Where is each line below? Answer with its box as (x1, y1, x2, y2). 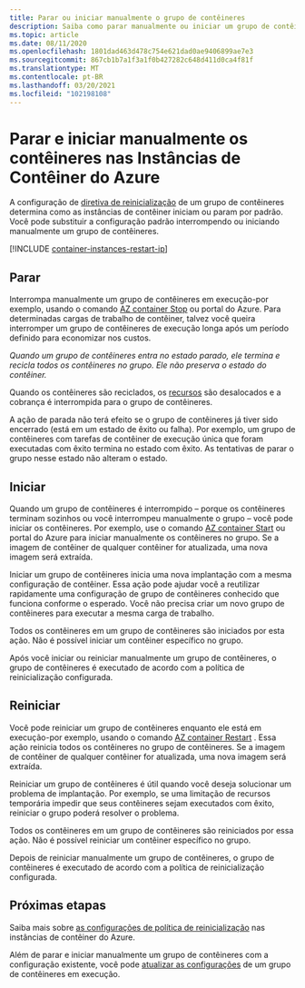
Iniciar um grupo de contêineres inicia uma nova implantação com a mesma (9, 569, 292, 580)
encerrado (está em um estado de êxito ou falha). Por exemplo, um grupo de (9, 424, 296, 435)
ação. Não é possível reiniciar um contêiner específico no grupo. (9, 835, 251, 845)
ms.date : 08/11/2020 (9, 38, 88, 48)
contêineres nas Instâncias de (9, 147, 241, 168)
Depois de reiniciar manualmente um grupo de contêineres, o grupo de (9, 852, 275, 863)
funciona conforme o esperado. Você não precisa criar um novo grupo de (9, 598, 285, 609)
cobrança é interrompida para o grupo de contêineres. (9, 397, 213, 408)
